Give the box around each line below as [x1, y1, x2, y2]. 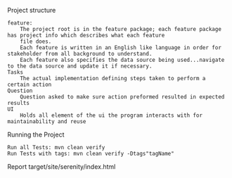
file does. [20, 38, 52, 45]
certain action [7, 81, 52, 88]
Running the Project [7, 130, 65, 139]
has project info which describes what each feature [7, 32, 165, 39]
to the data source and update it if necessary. [7, 63, 153, 70]
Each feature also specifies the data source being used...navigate [20, 56, 225, 63]
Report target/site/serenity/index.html [7, 163, 116, 171]
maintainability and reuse [7, 118, 86, 125]
